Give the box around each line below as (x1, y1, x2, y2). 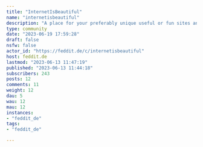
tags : (6, 121, 20, 127)
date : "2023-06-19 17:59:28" (6, 31, 80, 37)
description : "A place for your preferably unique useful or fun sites (6, 20, 190, 26)
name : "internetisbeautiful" (6, 14, 80, 20)
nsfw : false (6, 43, 36, 49)
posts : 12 (6, 76, 31, 82)
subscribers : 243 (6, 70, 50, 77)
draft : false (6, 37, 39, 43)
